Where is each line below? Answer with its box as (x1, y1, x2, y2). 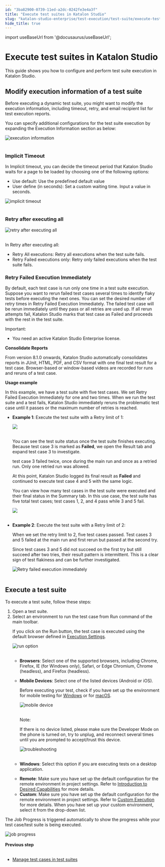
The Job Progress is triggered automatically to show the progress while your (5, 816, 160, 822)
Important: (5, 326, 26, 332)
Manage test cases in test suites (12, 856, 78, 862)
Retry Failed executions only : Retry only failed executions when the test (12, 256, 157, 262)
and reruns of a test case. (5, 370, 57, 376)
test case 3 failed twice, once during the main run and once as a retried (12, 458, 157, 464)
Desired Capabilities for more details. (19, 786, 95, 792)
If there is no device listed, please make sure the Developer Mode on (19, 726, 159, 732)
